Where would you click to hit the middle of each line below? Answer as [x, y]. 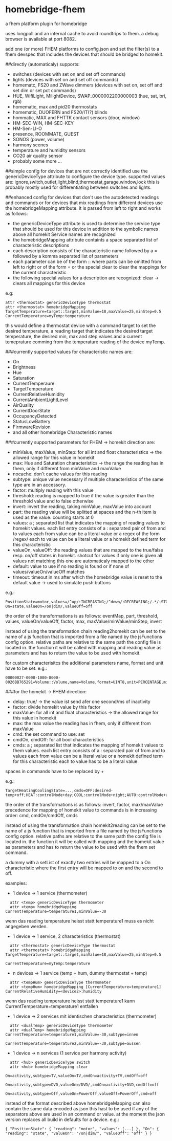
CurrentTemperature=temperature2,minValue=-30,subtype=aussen [73, 1043]
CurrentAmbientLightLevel [40, 400]
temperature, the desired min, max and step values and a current [74, 336]
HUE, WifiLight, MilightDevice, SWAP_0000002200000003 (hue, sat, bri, [89, 96]
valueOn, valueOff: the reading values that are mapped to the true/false [88, 550]
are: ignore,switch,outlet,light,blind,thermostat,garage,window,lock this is [82, 182]
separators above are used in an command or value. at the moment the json [85, 1114]
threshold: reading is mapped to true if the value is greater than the [83, 495]
